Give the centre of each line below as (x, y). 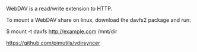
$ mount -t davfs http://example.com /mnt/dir (62, 31)
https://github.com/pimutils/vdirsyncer (53, 43)
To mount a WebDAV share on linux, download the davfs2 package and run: (99, 20)
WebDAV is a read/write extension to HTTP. (59, 9)
